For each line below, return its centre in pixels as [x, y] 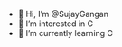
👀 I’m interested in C [56, 23]
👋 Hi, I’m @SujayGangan [63, 14]
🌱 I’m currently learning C [66, 33]
